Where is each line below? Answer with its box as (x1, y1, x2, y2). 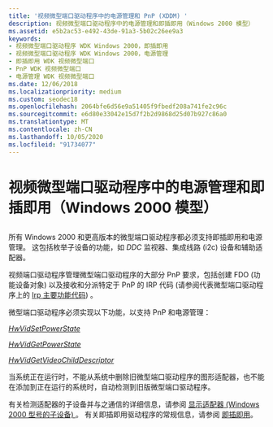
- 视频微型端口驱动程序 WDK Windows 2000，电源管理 (8, 50, 169, 58)
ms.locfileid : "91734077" (8, 140, 96, 149)
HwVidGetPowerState (8, 339, 81, 350)
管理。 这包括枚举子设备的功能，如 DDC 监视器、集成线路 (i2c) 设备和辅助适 (8, 242, 263, 252)
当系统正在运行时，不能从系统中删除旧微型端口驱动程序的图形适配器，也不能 (8, 372, 265, 382)
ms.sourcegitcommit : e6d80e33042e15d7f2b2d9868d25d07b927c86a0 (8, 111, 227, 119)
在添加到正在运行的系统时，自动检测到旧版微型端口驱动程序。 (8, 382, 215, 392)
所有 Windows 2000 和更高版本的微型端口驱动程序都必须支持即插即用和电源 (8, 233, 262, 242)
